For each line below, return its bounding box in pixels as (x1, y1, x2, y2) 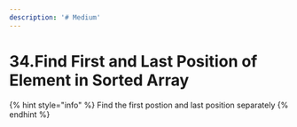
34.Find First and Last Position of (9, 51, 258, 71)
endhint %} (9, 108, 51, 120)
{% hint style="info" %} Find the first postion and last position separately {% (9, 99, 289, 110)
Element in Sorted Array (9, 70, 190, 90)
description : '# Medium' (9, 12, 101, 22)
